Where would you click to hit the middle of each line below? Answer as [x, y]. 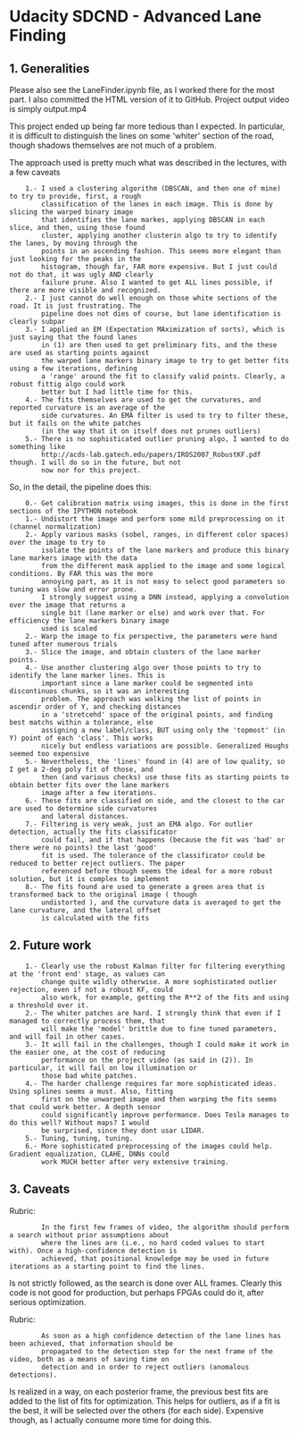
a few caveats [35, 172]
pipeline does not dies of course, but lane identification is [161, 314]
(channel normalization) [55, 527]
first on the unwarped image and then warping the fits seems [159, 1099]
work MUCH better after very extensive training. [135, 1162]
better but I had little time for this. [117, 392]
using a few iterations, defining [74, 369]
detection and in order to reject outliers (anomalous [145, 1367]
